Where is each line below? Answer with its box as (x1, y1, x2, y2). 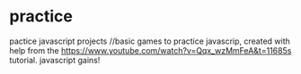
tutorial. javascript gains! (9, 54, 101, 65)
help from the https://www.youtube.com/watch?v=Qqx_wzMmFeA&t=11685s (9, 45, 292, 55)
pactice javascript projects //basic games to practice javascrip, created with (9, 36, 290, 46)
